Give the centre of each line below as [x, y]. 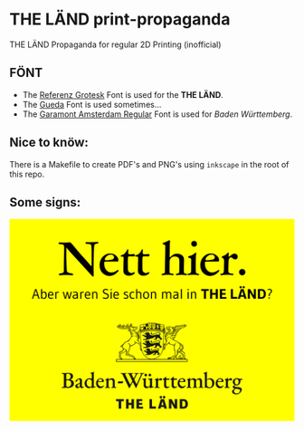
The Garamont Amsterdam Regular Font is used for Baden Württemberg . [157, 114]
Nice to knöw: [49, 143]
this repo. [27, 174]
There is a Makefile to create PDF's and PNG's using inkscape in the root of [149, 164]
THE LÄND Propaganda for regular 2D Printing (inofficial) [115, 44]
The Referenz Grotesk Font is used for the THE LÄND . [123, 94]
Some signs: [45, 202]
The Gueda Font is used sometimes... [92, 104]
